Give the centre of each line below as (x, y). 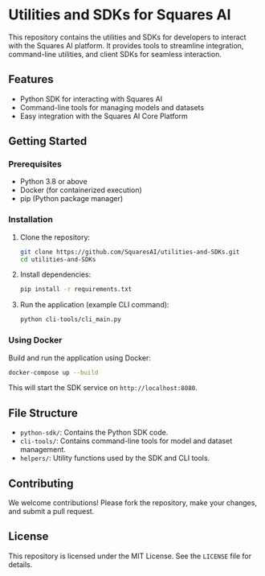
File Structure (43, 413)
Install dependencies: (55, 274)
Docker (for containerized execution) (81, 190)
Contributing (41, 483)
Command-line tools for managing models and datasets (112, 107)
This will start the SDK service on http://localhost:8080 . (103, 388)
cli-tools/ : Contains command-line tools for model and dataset (126, 441)
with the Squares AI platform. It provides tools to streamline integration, (126, 45)
